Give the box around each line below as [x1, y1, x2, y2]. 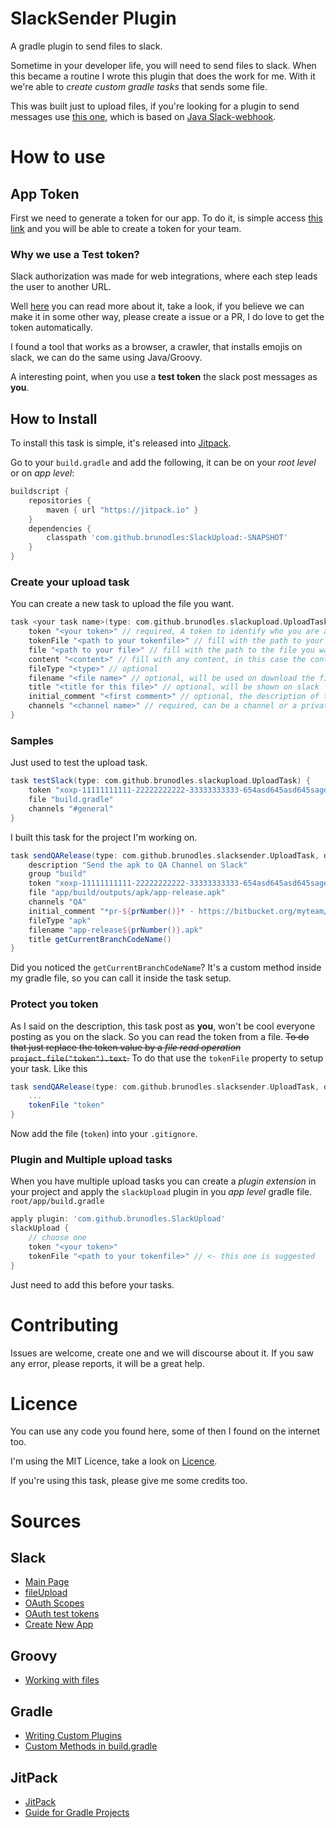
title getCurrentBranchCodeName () [28, 934, 172, 944]
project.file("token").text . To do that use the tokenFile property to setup [10, 1052, 324, 1064]
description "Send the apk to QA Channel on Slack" [28, 860, 248, 870]
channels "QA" [28, 897, 87, 907]
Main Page [24, 1576, 70, 1588]
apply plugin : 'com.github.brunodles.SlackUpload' [10, 1214, 226, 1224]
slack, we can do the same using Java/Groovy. [10, 352, 203, 364]
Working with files [24, 1674, 100, 1686]
